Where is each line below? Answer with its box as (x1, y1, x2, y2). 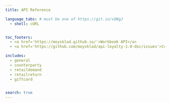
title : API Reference (5, 7, 51, 13)
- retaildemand (10, 67, 42, 72)
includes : (5, 54, 26, 59)
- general (10, 58, 30, 63)
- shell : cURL (10, 21, 39, 26)
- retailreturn (10, 72, 42, 77)
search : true (5, 90, 33, 95)
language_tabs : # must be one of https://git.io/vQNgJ (5, 16, 123, 22)
